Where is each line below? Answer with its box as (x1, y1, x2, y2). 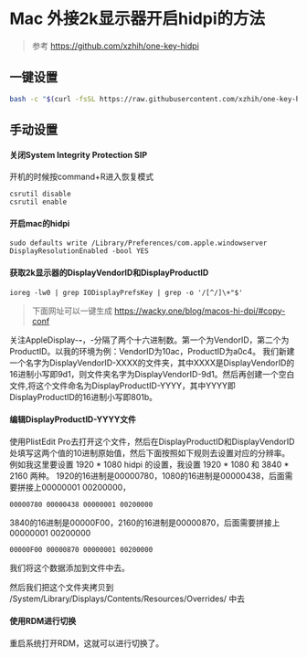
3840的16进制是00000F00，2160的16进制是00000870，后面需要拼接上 (9, 517, 281, 528)
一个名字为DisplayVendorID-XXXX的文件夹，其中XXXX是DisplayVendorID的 (9, 357, 295, 368)
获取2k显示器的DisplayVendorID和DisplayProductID (9, 267, 209, 279)
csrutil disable (9, 189, 71, 199)
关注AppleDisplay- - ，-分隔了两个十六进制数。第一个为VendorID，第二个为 (9, 334, 290, 345)
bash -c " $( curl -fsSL (9, 94, 96, 103)
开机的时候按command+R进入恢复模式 (9, 171, 153, 183)
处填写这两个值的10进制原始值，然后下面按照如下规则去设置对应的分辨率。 (9, 447, 291, 458)
